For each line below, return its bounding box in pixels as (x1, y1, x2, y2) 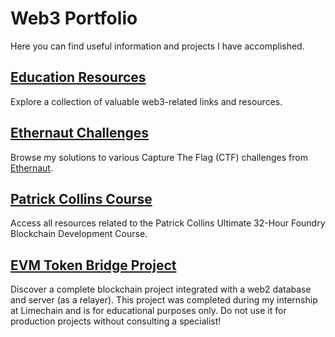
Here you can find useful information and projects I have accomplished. (10, 40, 305, 52)
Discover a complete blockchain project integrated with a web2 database (10, 283, 312, 296)
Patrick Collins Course (10, 190, 153, 207)
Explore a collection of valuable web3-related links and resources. (10, 95, 283, 107)
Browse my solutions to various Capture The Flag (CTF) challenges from (10, 151, 308, 163)
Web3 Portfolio (10, 7, 138, 30)
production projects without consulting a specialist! (10, 315, 222, 327)
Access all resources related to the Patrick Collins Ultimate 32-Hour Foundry (10, 217, 326, 229)
